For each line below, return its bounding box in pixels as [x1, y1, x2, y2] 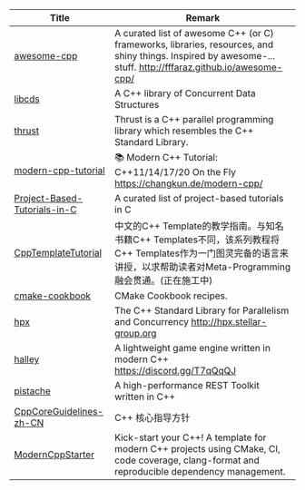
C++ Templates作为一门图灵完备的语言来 [114, 247, 289, 260]
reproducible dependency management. [114, 465, 286, 477]
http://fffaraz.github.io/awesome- [139, 61, 283, 73]
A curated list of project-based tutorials [114, 192, 284, 204]
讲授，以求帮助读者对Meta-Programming [114, 260, 291, 273]
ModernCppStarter [14, 448, 95, 461]
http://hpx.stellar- [191, 316, 268, 328]
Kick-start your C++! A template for [114, 431, 267, 444]
